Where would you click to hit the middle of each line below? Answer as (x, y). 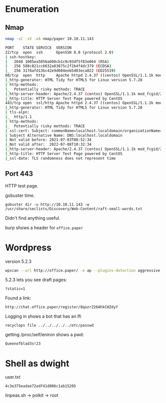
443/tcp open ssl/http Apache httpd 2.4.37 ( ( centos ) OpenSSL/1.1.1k (79, 103)
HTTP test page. (22, 186)
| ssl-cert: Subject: (27, 131)
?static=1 (15, 289)
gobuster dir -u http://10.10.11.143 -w (47, 204)
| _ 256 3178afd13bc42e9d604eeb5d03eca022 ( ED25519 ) (61, 71)
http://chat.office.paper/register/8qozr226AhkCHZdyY (62, 307)
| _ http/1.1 (19, 117)
